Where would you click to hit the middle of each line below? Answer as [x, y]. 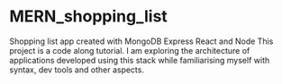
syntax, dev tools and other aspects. [77, 70]
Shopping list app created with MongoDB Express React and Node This [141, 41]
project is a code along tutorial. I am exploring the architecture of [130, 50]
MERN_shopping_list [89, 17]
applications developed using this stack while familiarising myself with [140, 60]
